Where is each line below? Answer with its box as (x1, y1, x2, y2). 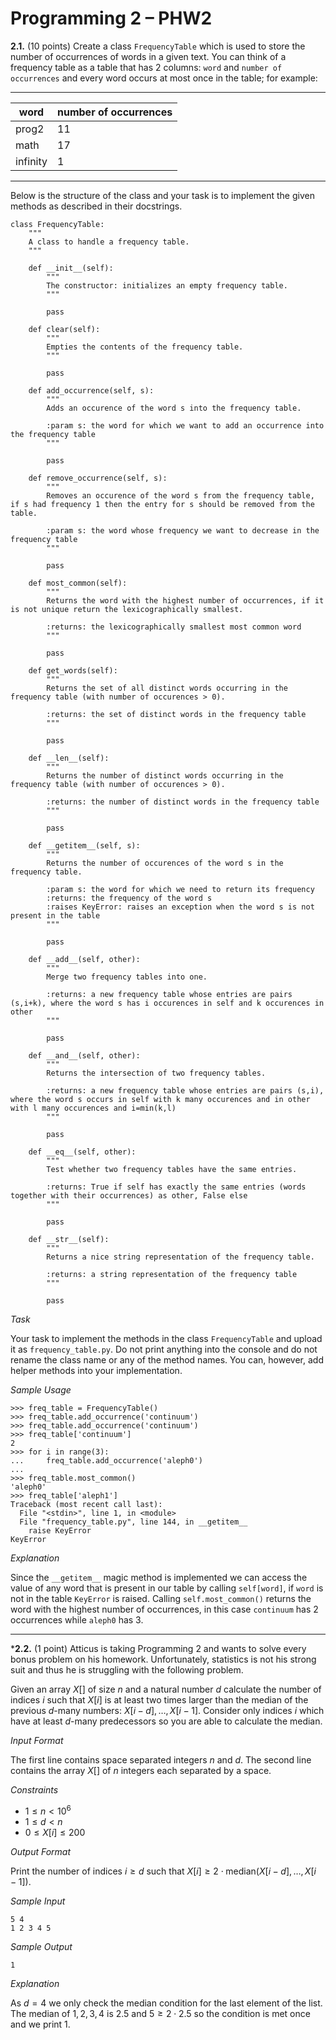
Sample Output (10, 1940, 73, 1952)
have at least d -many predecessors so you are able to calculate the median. (10, 1715, 323, 1727)
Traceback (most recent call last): (10, 1499, 163, 1509)
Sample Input (10, 1895, 66, 1907)
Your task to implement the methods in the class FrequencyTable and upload (10, 1332, 323, 1344)
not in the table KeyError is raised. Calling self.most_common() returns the (10, 1592, 312, 1604)
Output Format (10, 1845, 72, 1857)
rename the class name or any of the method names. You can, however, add (10, 1353, 324, 1366)
